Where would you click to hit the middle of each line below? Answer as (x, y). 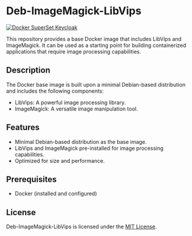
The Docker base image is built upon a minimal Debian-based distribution (96, 84)
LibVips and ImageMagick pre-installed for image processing (89, 148)
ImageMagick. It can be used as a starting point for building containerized (96, 45)
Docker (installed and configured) (56, 194)
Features (23, 128)
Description (28, 70)
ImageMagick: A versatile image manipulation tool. (76, 109)
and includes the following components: (55, 91)
